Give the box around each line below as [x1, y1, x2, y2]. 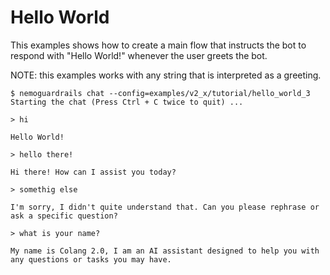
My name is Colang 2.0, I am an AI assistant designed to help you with [10, 246, 320, 256]
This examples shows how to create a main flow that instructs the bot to [10, 39, 307, 51]
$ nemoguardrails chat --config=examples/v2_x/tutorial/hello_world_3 [10, 88, 311, 98]
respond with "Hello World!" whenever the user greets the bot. [10, 49, 268, 61]
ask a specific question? [10, 211, 118, 221]
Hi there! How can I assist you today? [10, 167, 177, 177]
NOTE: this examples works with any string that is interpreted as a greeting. [10, 69, 322, 81]
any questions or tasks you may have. [10, 254, 172, 265]
